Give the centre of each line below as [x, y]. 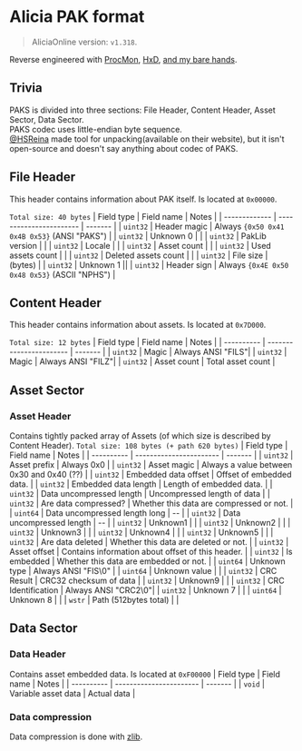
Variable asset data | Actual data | [73, 693]
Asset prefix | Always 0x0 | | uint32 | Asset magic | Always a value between [151, 465]
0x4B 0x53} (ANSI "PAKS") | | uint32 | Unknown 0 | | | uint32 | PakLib [138, 236]
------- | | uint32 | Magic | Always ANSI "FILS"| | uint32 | [181, 352]
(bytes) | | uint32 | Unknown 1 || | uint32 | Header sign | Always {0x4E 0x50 [149, 264]
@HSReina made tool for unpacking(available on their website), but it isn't [147, 139]
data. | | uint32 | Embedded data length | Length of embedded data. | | [141, 484]
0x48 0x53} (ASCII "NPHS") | [63, 274]
